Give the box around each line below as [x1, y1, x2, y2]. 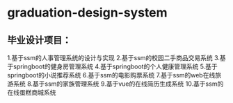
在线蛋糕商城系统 [7, 88, 56, 96]
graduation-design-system [7, 5, 168, 21]
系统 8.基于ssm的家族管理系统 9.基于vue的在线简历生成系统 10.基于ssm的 [13, 79, 224, 88]
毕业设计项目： [7, 34, 72, 46]
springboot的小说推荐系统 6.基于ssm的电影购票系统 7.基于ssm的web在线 [7, 71, 216, 79]
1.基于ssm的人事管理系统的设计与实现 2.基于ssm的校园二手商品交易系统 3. [7, 54, 220, 62]
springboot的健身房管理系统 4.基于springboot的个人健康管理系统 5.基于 [13, 62, 218, 71]
